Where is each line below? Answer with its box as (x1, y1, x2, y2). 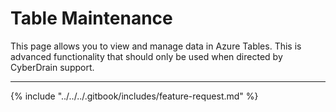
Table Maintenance (10, 7, 173, 30)
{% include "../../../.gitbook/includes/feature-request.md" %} (10, 90, 259, 102)
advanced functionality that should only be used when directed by (10, 50, 283, 62)
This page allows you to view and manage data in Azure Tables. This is (10, 40, 302, 52)
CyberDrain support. (10, 61, 95, 73)
